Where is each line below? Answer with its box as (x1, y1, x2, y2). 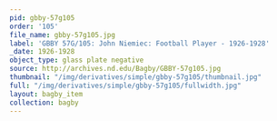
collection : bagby (9, 97, 79, 107)
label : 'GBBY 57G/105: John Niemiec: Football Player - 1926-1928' (9, 38, 271, 48)
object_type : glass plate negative (9, 55, 144, 65)
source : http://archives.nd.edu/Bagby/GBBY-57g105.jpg (9, 65, 222, 74)
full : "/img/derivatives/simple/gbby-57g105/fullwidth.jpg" (9, 81, 242, 90)
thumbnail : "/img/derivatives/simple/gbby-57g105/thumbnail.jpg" (9, 73, 262, 82)
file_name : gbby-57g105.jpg (9, 30, 116, 39)
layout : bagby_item (9, 89, 84, 98)
